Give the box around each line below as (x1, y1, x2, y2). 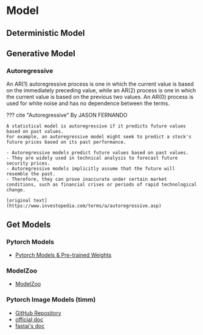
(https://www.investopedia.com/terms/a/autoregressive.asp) (6, 203, 162, 209)
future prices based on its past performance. (6, 139, 126, 146)
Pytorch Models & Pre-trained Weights (15, 251, 112, 259)
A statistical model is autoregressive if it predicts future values (6, 123, 187, 129)
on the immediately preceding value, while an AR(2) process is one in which (6, 87, 196, 94)
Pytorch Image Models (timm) (6, 296, 96, 304)
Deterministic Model (6, 28, 85, 38)
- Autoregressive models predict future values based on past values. (6, 150, 189, 156)
